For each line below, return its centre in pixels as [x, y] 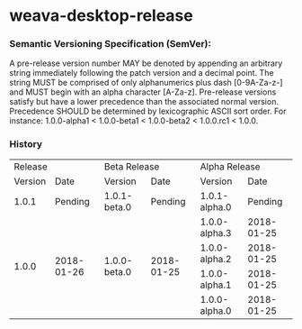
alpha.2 [216, 259]
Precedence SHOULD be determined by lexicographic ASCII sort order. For [148, 111]
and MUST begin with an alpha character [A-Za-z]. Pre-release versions [143, 92]
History [26, 144]
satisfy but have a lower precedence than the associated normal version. [144, 102]
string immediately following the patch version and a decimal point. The [142, 73]
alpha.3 [216, 233]
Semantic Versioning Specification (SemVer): [110, 44]
